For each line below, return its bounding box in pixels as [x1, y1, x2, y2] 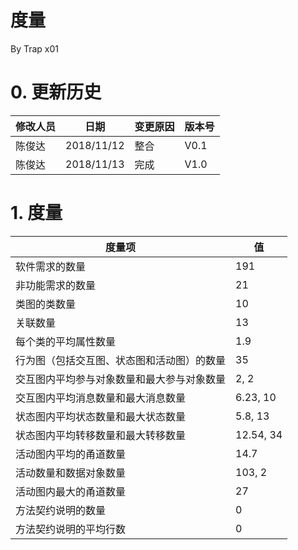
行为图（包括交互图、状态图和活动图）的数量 [15, 353, 227, 367]
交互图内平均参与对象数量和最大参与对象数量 [15, 372, 227, 386]
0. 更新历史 [10, 81, 102, 104]
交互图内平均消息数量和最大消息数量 [15, 391, 187, 405]
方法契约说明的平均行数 [15, 522, 127, 536]
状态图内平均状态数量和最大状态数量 [15, 409, 187, 423]
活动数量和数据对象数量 [15, 466, 127, 480]
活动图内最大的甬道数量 [15, 484, 127, 498]
